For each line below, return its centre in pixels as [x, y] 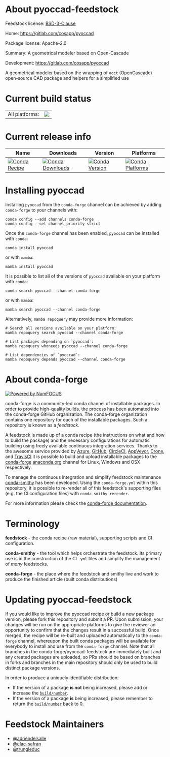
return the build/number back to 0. [48, 704]
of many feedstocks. [27, 564]
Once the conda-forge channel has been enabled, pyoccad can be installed [82, 233]
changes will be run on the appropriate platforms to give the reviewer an [80, 624]
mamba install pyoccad [29, 266]
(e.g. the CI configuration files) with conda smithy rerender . [67, 493]
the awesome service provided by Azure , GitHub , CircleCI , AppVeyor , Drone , [85, 451]
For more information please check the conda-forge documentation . [76, 503]
